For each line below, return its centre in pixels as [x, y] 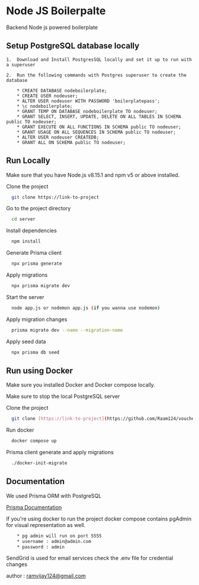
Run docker [20, 430]
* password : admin [41, 547]
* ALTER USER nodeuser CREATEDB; [58, 137]
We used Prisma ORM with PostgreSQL [54, 496]
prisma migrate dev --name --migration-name [67, 330]
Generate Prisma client [34, 253]
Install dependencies [32, 231]
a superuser [21, 65]
